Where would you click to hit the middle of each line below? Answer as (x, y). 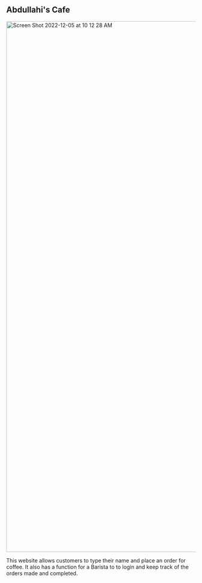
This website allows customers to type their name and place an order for (96, 560)
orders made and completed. (42, 573)
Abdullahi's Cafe (38, 10)
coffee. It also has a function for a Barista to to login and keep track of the (98, 567)
